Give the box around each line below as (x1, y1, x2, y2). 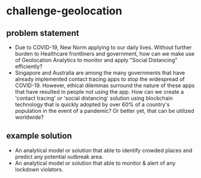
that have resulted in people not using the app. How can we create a (14, 88, 184, 95)
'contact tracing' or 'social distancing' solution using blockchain (14, 94, 173, 102)
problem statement (6, 28, 79, 38)
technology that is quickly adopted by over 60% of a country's (14, 101, 170, 108)
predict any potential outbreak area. (14, 153, 104, 160)
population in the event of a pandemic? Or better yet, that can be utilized (14, 108, 194, 114)
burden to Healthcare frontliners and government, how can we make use (14, 50, 195, 57)
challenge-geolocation (6, 4, 122, 18)
